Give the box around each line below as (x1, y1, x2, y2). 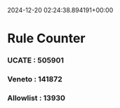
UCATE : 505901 (7, 55, 65, 65)
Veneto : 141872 (7, 74, 62, 84)
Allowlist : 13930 (7, 93, 65, 102)
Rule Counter (7, 31, 86, 46)
